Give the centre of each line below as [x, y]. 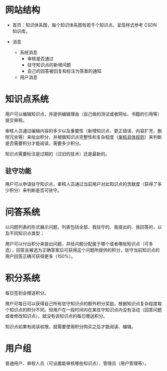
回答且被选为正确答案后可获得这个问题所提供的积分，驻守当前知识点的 [88, 250]
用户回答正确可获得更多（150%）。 [40, 256]
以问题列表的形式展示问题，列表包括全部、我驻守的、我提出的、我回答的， [81, 227]
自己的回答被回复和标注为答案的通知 [64, 71]
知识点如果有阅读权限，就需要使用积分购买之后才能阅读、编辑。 [70, 326]
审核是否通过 [40, 58]
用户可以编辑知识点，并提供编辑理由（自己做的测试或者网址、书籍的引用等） [83, 114]
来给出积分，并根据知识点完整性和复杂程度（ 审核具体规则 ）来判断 [94, 137]
